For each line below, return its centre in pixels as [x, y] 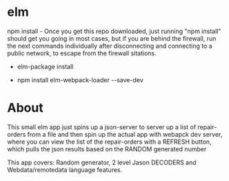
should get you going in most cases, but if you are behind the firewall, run [112, 38]
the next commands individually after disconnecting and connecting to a [110, 46]
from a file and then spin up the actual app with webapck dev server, [125, 134]
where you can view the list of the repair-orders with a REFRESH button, [109, 142]
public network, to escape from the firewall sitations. [82, 53]
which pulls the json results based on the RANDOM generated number [107, 149]
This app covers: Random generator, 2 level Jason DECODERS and [102, 162]
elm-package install [45, 66]
